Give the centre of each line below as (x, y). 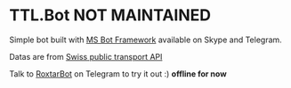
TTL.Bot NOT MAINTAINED (110, 15)
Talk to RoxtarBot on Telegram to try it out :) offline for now (118, 73)
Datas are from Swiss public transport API (86, 56)
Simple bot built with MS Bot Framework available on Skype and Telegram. (145, 40)
